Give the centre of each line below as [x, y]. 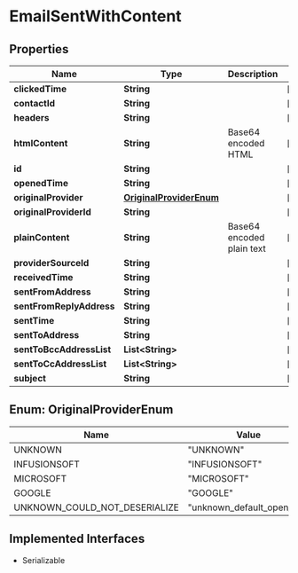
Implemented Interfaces [77, 539]
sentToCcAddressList [60, 364]
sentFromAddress [52, 292]
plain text [247, 248]
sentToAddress [47, 335]
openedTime [41, 183]
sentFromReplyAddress [64, 306]
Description [253, 74]
